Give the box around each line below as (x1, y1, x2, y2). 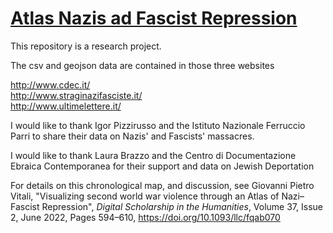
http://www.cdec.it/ (10, 78, 91, 91)
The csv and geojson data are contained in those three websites (10, 59, 275, 71)
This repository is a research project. (10, 40, 162, 52)
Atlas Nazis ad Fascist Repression (10, 7, 298, 30)
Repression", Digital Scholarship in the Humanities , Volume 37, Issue (41, 200, 323, 212)
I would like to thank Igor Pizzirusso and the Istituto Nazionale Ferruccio (10, 119, 306, 131)
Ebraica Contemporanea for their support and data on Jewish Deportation (10, 160, 315, 172)
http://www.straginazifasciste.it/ (10, 89, 143, 101)
